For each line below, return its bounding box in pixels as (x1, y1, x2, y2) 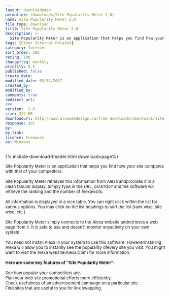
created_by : (5, 83, 30, 88)
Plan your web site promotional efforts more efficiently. (5, 275, 112, 281)
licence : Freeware (5, 135, 44, 140)
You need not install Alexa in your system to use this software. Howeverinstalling (5, 240, 161, 245)
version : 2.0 (5, 107, 36, 112)
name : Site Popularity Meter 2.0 (5, 17, 76, 22)
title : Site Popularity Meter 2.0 (5, 26, 79, 31)
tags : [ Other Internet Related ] (5, 41, 74, 46)
